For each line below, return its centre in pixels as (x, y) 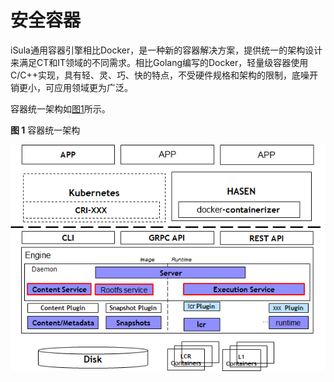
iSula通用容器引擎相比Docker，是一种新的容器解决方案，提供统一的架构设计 (166, 50)
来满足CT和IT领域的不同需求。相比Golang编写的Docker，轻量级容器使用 (159, 62)
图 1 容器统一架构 (45, 130)
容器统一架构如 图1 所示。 (60, 108)
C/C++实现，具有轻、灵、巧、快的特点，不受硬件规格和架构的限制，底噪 (160, 75)
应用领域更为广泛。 (93, 87)
